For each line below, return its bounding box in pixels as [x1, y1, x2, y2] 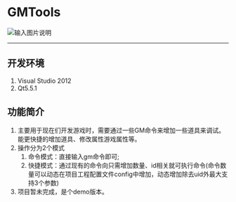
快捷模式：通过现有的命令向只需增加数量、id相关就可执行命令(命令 [27, 161, 221, 169]
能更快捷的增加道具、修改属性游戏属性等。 [17, 135, 141, 143]
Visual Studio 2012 [17, 76, 72, 85]
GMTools [7, 4, 61, 20]
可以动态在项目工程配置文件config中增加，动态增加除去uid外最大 [34, 170, 222, 178]
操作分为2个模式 [17, 143, 65, 151]
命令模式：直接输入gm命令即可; [27, 152, 119, 161]
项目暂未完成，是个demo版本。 [17, 187, 109, 196]
